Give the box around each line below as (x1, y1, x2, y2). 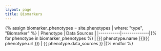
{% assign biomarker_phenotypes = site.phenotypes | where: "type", (5, 25, 143, 31)
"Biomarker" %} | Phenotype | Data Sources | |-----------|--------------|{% (5, 30, 157, 36)
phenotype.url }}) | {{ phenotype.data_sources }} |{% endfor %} (5, 40, 134, 46)
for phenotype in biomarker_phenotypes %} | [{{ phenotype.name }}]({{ (5, 35, 150, 41)
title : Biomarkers (5, 12, 42, 17)
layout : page (5, 7, 32, 12)
